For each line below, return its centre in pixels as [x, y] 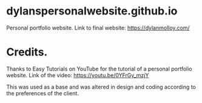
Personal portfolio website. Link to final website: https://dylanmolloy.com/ [98, 28]
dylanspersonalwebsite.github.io [92, 11]
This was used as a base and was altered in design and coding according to [101, 87]
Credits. [27, 52]
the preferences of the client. [42, 93]
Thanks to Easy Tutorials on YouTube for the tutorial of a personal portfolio [99, 69]
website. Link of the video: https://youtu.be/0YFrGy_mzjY [78, 75]
